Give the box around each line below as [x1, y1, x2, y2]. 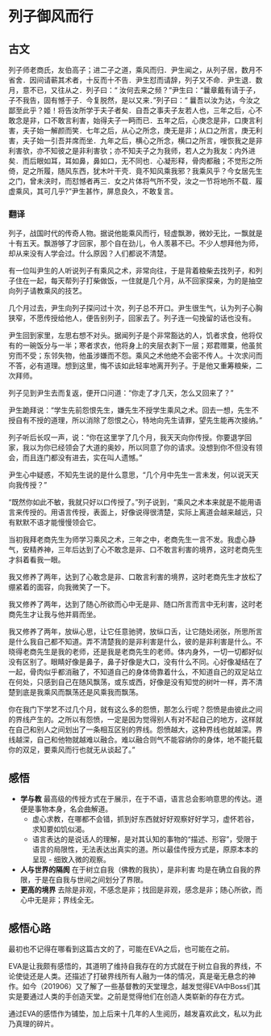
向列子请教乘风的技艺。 [8, 286, 86, 296]
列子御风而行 [8, 7, 94, 26]
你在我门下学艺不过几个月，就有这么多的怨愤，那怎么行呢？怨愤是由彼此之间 [8, 704, 263, 714]
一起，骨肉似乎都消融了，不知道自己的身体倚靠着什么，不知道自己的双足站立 [8, 667, 263, 677]
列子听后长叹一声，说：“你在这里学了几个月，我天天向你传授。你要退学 [8, 433, 245, 442]
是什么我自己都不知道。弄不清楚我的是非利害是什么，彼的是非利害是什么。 [8, 636, 256, 647]
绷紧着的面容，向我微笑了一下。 [8, 582, 115, 592]
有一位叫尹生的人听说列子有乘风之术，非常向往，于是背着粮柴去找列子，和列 [8, 266, 263, 276]
